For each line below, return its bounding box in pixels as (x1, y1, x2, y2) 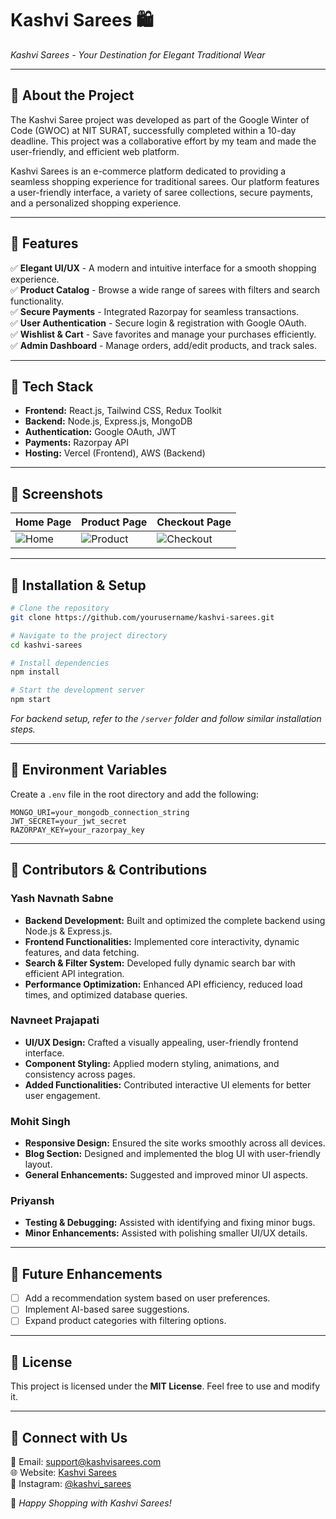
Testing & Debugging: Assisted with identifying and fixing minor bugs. (24, 1217, 316, 1229)
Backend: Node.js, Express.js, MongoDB (24, 415, 193, 427)
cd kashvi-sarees (10, 640, 83, 650)
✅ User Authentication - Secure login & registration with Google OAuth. (10, 317, 307, 329)
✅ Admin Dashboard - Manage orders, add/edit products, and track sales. (10, 339, 318, 351)
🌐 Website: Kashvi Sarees (10, 1467, 117, 1479)
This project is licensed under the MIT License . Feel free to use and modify (10, 1380, 321, 1392)
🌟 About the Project (10, 87, 135, 104)
